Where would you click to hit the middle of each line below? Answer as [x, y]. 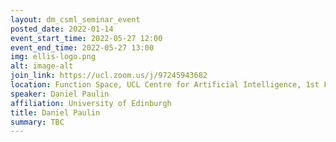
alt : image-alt [42, 66]
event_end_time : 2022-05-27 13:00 [82, 47]
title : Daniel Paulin [55, 112]
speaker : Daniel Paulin [60, 94]
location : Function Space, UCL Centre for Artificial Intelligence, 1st [165, 85]
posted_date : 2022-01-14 [62, 29]
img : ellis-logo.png [53, 57]
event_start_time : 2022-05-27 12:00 [86, 38]
